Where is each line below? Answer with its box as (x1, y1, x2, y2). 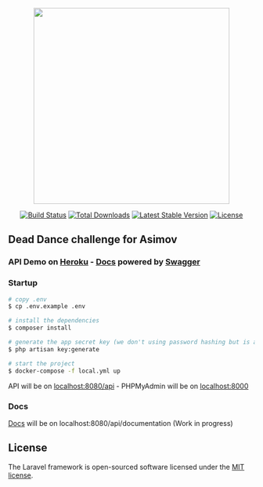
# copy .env (8, 295, 47, 303)
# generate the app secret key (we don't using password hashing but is (8, 338, 250, 347)
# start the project (8, 359, 76, 368)
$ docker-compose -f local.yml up (8, 367, 121, 375)
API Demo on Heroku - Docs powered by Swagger (8, 256, 201, 267)
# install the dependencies (8, 317, 100, 325)
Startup (8, 278, 38, 289)
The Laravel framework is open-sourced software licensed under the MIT (8, 462, 245, 471)
